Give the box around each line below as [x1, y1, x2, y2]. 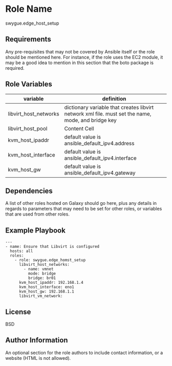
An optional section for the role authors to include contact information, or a [5, 350, 163, 356]
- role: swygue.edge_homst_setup [14, 258, 86, 263]
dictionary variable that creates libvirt [64, 104, 154, 111]
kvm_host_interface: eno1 [18, 284, 74, 290]
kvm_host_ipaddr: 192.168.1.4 [18, 280, 83, 285]
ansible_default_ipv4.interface [64, 155, 137, 162]
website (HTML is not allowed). [5, 355, 71, 361]
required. [5, 65, 25, 71]
